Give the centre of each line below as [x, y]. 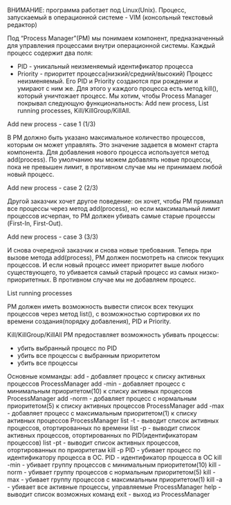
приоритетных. [29, 280]
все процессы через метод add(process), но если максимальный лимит [114, 208]
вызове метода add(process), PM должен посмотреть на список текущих [116, 257]
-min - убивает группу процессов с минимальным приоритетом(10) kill [112, 465]
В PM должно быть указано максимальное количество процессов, [106, 137]
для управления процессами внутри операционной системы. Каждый [111, 45]
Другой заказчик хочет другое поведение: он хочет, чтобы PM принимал [115, 201]
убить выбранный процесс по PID [67, 348]
